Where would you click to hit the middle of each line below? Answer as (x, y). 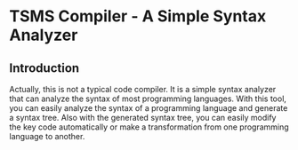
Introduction (44, 68)
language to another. (47, 136)
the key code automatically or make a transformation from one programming (149, 127)
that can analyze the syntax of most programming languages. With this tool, (148, 99)
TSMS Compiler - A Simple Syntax (138, 16)
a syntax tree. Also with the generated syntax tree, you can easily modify (143, 118)
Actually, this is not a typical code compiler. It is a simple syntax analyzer (143, 89)
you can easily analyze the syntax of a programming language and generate (149, 108)
